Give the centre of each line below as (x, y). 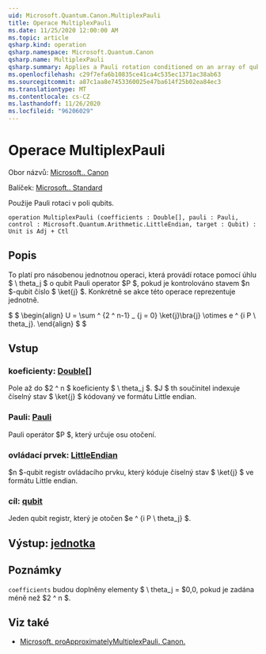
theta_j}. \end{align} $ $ (47, 323)
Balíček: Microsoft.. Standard (55, 188)
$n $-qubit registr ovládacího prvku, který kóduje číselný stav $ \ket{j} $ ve (131, 473)
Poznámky (35, 570)
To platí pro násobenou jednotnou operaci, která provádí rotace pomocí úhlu (133, 275)
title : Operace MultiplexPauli (60, 23)
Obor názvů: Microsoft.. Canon (59, 172)
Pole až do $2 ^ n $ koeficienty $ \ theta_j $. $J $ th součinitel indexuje (124, 388)
